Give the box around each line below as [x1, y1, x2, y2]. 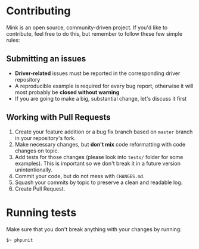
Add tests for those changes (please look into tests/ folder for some [14, 153, 184, 160]
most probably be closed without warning [14, 88, 120, 96]
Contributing [6, 4, 71, 18]
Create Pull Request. [14, 185, 66, 192]
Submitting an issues [6, 54, 86, 64]
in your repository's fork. [14, 134, 76, 141]
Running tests [6, 206, 77, 219]
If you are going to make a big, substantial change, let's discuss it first [14, 95, 187, 102]
